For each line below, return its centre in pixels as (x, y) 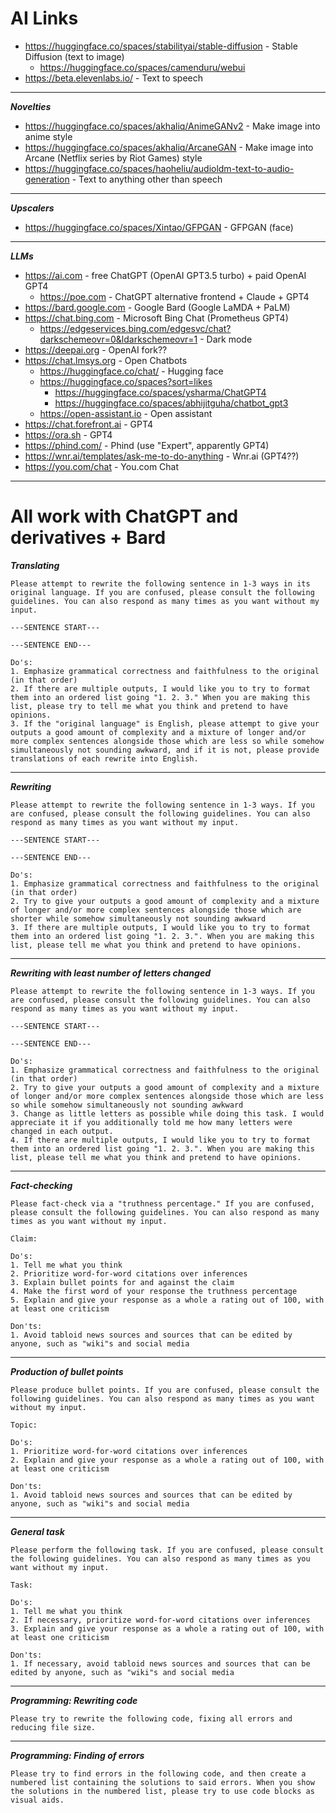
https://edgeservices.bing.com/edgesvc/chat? (135, 328)
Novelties (31, 106)
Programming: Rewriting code (74, 1700)
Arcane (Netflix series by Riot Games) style (113, 158)
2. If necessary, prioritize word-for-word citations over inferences (160, 1620)
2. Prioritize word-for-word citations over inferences (129, 1273)
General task (37, 1531)
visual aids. (37, 1800)
